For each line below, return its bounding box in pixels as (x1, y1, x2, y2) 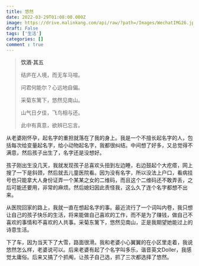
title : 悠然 (6, 8, 34, 15)
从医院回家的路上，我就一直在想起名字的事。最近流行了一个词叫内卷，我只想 (6, 204, 193, 211)
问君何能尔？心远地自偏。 (20, 84, 84, 91)
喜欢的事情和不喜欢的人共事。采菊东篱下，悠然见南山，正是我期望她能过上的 (6, 219, 193, 226)
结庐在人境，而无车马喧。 (20, 71, 84, 78)
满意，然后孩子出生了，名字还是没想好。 (6, 149, 105, 156)
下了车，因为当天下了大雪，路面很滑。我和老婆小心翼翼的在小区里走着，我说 (6, 238, 193, 246)
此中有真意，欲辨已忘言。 (20, 121, 84, 129)
